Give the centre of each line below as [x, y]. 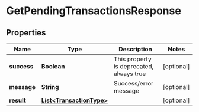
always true [130, 74]
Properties [26, 33]
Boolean [53, 66]
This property [133, 59]
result [18, 100]
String [50, 87]
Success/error [134, 83]
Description [135, 49]
